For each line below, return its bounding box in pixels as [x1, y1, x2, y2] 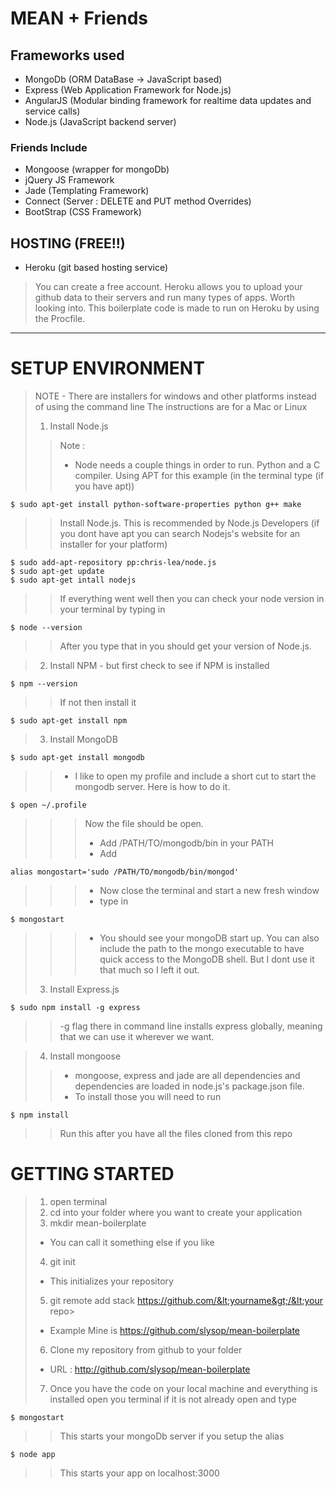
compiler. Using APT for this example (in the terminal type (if [74, 470, 325, 482]
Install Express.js [49, 983, 120, 996]
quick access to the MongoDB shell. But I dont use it [99, 953, 315, 966]
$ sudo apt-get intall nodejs [10, 575, 137, 586]
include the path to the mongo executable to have [99, 943, 305, 955]
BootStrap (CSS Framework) [24, 206, 142, 218]
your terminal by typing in [59, 603, 166, 616]
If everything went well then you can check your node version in [59, 593, 325, 605]
